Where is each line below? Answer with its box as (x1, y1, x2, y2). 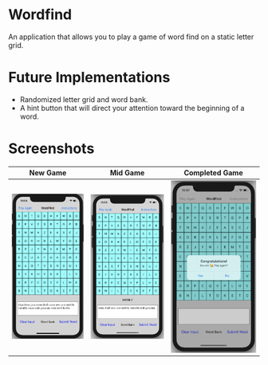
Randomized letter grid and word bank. (19, 94, 148, 104)
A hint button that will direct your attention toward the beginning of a (19, 103, 245, 112)
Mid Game (109, 168, 145, 178)
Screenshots (8, 139, 95, 158)
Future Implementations (8, 69, 171, 87)
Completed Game (183, 168, 243, 178)
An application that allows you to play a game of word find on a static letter (8, 32, 254, 41)
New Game (29, 168, 67, 178)
